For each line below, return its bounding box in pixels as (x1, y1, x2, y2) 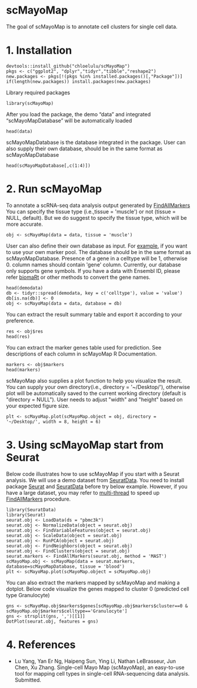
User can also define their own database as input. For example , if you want (6, 242, 188, 249)
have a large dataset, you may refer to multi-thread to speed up (6, 489, 160, 496)
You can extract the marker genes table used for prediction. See (6, 344, 162, 351)
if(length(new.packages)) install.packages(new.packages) (6, 78, 151, 84)
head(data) (6, 128, 33, 134)
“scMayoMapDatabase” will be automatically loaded (6, 117, 132, 124)
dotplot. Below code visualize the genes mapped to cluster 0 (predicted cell (6, 585, 189, 592)
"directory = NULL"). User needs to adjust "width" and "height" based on (6, 396, 183, 403)
